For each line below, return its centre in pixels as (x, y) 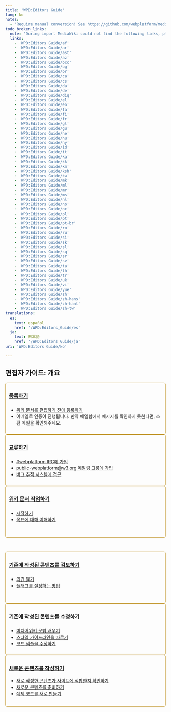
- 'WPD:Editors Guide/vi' (42, 285)
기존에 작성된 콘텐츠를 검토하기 (44, 565)
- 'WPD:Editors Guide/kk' (42, 162)
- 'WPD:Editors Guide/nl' (42, 199)
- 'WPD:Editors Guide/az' (42, 57)
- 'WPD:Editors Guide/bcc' (43, 62)
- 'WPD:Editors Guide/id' (42, 148)
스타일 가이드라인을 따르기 (42, 637)
